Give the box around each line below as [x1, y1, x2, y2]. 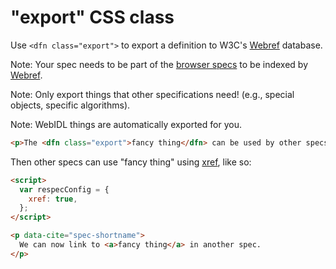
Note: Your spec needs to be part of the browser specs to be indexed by [10, 58, 309, 70]
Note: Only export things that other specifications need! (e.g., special [10, 88, 295, 100]
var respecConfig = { [19, 184, 110, 195]
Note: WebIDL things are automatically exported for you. [10, 118, 242, 130]
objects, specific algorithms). [10, 99, 131, 111]
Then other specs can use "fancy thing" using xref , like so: [10, 156, 252, 168]
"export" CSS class [10, 6, 175, 29]
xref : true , [28, 194, 78, 204]
